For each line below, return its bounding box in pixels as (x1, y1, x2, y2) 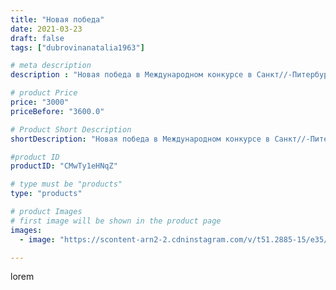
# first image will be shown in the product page (10, 216, 222, 226)
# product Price (10, 88, 78, 98)
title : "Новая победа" (10, 14, 105, 25)
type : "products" (10, 189, 83, 199)
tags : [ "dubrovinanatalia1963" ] (10, 42, 145, 53)
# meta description (10, 61, 92, 71)
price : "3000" (10, 97, 70, 107)
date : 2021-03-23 (10, 24, 83, 34)
